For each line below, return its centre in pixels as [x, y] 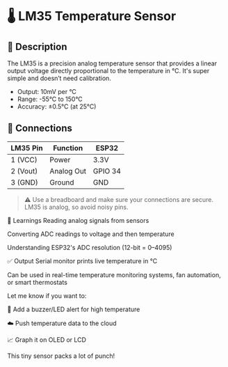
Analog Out [68, 171]
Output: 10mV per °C [47, 92]
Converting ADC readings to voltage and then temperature [91, 234]
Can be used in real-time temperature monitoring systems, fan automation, [114, 274]
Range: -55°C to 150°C [50, 99]
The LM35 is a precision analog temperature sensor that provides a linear [112, 63]
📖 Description [37, 46]
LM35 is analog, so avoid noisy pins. [76, 207]
